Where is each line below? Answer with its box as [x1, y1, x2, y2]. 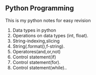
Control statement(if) [12, 54, 57, 60]
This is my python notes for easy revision [5, 17, 91, 23]
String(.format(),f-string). [12, 43, 65, 49]
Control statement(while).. [12, 64, 67, 70]
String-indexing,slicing [12, 38, 60, 44]
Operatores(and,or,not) [12, 48, 61, 54]
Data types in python [12, 27, 57, 33]
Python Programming [5, 4, 74, 13]
